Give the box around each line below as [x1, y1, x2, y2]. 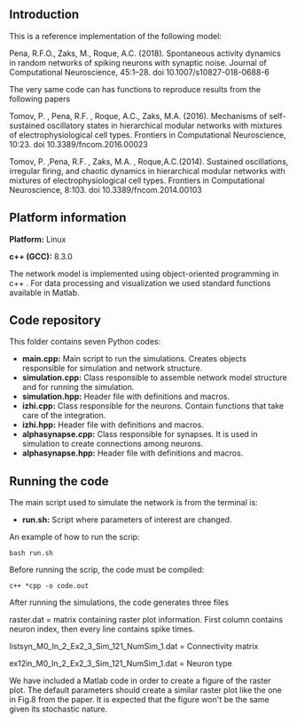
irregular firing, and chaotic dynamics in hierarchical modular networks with [9, 165, 285, 176]
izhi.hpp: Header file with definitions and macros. [21, 419, 204, 430]
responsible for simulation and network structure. [21, 363, 203, 374]
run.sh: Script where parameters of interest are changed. [21, 514, 232, 525]
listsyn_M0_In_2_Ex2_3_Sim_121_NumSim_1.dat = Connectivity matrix [9, 641, 259, 652]
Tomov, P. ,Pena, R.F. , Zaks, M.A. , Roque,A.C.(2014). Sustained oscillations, [9, 155, 289, 167]
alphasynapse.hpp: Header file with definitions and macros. [21, 448, 244, 458]
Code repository [9, 313, 102, 328]
